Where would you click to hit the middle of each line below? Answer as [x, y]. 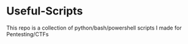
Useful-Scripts [45, 11]
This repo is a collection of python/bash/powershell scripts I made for [94, 28]
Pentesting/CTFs [28, 34]
